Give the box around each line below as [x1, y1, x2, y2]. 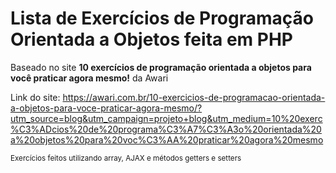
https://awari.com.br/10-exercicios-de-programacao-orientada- [62, 91, 326, 103]
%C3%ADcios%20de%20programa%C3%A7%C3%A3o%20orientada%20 [10, 123, 322, 135]
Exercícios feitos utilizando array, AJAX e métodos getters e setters [10, 153, 242, 163]
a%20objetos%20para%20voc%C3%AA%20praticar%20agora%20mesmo [10, 133, 324, 146]
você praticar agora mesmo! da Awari [10, 72, 169, 84]
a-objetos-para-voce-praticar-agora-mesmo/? [10, 102, 203, 114]
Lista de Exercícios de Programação [10, 7, 314, 30]
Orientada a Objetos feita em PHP [10, 28, 293, 51]
